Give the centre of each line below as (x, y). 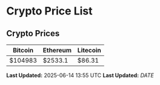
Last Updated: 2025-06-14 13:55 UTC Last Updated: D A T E (80, 75)
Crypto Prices (33, 33)
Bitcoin (23, 50)
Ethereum (57, 50)
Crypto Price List (49, 11)
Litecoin (89, 50)
